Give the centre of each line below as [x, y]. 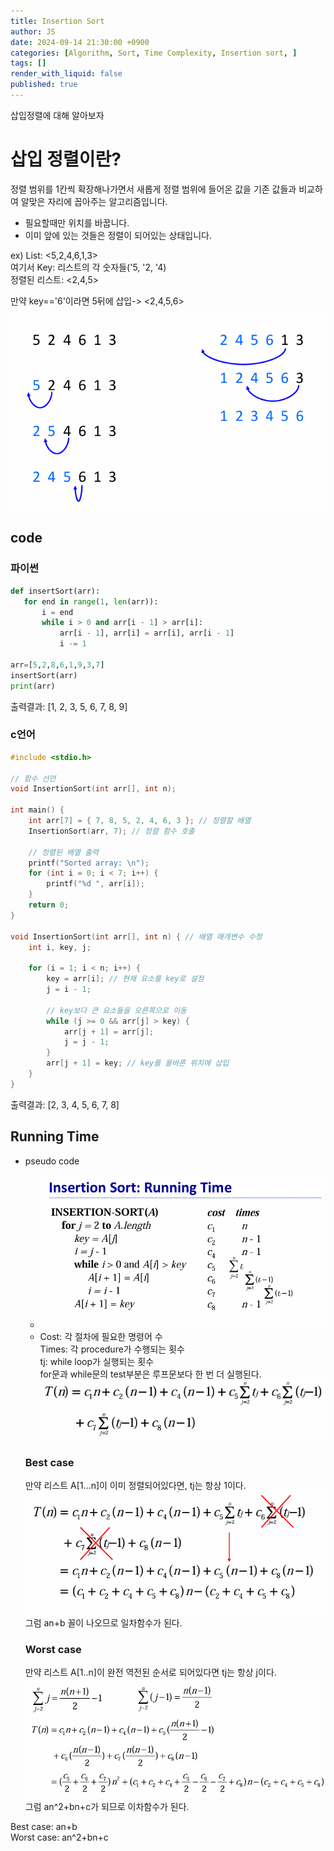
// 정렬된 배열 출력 [64, 852]
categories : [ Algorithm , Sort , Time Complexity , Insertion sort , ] [154, 53]
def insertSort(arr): [55, 591]
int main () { [37, 810]
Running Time [55, 1136]
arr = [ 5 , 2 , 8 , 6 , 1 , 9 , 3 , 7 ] [57, 665]
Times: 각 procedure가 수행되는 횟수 [112, 1349]
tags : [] [28, 63]
